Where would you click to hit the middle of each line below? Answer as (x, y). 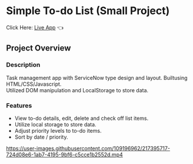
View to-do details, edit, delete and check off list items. (81, 118)
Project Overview (39, 48)
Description (23, 65)
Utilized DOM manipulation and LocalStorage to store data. (77, 90)
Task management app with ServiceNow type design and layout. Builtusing (97, 78)
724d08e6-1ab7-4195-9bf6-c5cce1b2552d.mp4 (65, 155)
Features (19, 105)
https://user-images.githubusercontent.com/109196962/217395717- (88, 148)
